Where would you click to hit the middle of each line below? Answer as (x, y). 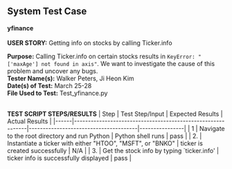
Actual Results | (29, 121)
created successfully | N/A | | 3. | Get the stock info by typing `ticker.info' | (113, 150)
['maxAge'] (23, 64)
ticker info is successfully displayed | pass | (69, 158)
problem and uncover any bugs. (53, 71)
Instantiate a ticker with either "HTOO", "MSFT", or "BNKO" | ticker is (105, 143)
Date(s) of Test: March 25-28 (50, 85)
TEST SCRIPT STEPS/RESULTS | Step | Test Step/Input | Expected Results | (115, 114)
